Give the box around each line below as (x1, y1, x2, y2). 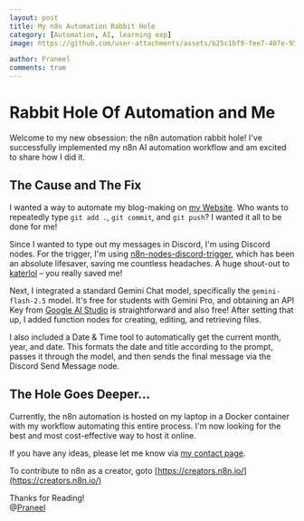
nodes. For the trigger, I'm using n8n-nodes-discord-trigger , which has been (9, 248, 295, 259)
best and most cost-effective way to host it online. (9, 429, 196, 440)
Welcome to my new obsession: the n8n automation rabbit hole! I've (9, 132, 262, 143)
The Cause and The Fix (9, 178, 142, 193)
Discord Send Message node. (9, 360, 120, 371)
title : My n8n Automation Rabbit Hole (9, 22, 156, 31)
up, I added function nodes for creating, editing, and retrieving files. (9, 314, 262, 324)
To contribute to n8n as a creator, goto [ (9, 465, 158, 476)
